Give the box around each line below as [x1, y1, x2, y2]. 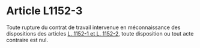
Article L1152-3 [6, 4, 83, 18]
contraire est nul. [6, 36, 48, 43]
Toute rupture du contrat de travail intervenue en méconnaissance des [6, 24, 181, 31]
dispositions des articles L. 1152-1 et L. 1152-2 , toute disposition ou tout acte [6, 30, 194, 37]
